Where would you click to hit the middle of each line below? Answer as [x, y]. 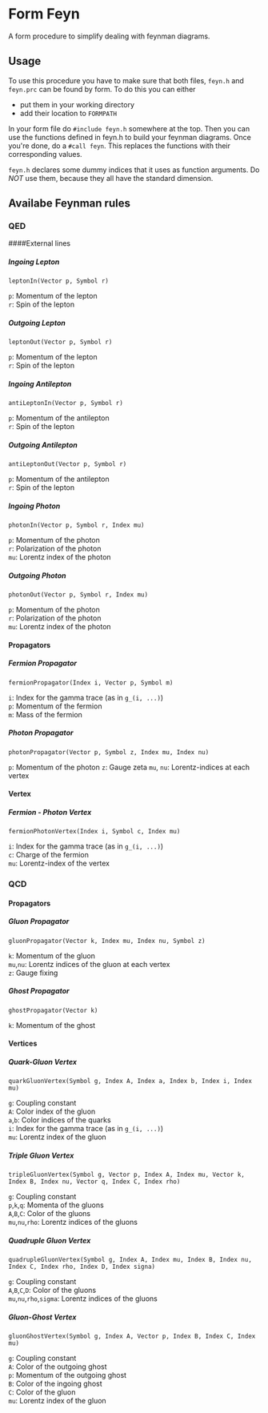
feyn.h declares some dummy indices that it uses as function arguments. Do [134, 170]
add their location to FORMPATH [68, 113]
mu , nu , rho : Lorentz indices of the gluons [73, 1222]
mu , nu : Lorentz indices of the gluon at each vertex [89, 964]
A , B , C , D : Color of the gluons [52, 1291]
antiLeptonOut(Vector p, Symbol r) [68, 464]
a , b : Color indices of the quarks [60, 1120]
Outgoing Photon [37, 575]
